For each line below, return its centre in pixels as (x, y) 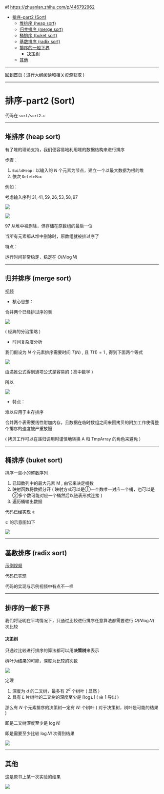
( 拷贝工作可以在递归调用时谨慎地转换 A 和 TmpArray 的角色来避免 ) (73, 439)
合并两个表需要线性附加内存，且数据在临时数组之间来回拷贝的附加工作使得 (80, 422)
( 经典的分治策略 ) (23, 331)
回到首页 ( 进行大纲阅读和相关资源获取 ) (45, 75)
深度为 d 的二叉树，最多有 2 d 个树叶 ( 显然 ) (56, 690)
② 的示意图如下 (20, 522)
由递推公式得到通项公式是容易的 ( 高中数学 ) (49, 372)
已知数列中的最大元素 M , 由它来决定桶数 (53, 483)
